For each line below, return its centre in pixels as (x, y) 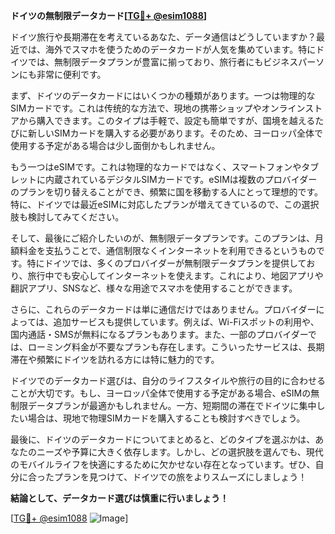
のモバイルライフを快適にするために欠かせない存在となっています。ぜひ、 (163, 464)
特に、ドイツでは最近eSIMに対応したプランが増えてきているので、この (156, 204)
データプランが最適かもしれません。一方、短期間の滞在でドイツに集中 (172, 405)
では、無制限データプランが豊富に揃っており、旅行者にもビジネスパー (172, 62)
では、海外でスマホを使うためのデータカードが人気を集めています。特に (167, 49)
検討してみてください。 (76, 217)
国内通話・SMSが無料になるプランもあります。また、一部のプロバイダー (159, 334)
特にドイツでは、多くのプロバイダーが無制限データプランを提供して (166, 263)
